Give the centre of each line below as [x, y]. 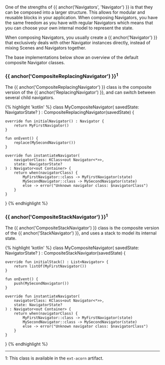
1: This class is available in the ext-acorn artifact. [55, 358]
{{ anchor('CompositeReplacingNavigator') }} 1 [62, 76]
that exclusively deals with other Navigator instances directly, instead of [78, 43]
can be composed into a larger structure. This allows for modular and [75, 12]
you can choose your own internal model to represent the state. [69, 28]
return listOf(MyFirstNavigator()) [50, 266]
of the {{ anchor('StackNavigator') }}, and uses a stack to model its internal [81, 233]
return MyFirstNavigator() [41, 125]
